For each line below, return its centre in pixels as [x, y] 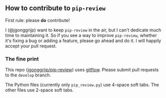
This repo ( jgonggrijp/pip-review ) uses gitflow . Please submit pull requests [82, 70]
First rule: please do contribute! [37, 20]
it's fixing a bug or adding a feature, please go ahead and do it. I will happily [83, 40]
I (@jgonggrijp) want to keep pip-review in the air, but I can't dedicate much [83, 30]
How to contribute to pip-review [55, 8]
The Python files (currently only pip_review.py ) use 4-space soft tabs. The [82, 85]
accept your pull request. [31, 46]
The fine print [22, 58]
